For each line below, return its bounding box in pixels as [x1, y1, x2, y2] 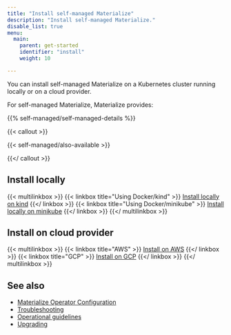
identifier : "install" [19, 49, 85, 56]
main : [13, 36, 30, 43]
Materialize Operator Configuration [17, 298, 117, 307]
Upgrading [17, 320, 48, 328]
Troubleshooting [17, 305, 64, 314]
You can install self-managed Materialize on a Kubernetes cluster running [7, 80, 216, 88]
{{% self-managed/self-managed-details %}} [7, 114, 136, 122]
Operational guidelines [17, 313, 81, 321]
